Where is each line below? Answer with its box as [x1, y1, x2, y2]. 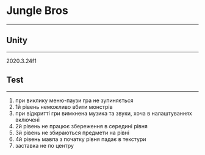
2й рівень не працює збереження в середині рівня [15, 122, 148, 129]
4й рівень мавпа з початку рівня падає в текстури [15, 135, 146, 143]
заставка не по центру [15, 142, 74, 149]
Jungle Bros [6, 4, 68, 18]
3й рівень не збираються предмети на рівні [15, 129, 130, 136]
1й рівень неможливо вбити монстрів [15, 103, 113, 110]
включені [15, 116, 40, 123]
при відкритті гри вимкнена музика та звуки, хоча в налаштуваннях [15, 109, 192, 117]
